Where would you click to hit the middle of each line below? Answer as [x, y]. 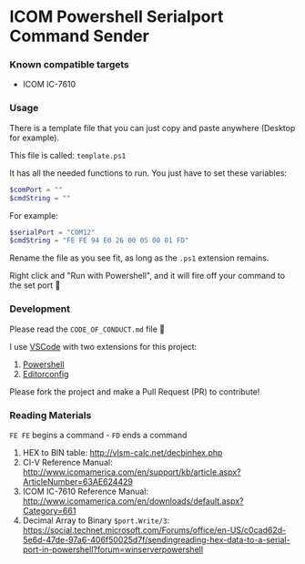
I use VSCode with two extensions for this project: [103, 346]
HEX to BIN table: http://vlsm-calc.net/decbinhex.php [122, 452]
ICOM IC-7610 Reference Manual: [85, 491]
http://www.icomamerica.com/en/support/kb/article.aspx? [132, 472]
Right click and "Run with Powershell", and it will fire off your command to [147, 276]
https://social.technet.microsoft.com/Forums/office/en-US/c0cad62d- [154, 529]
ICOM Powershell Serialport [117, 17]
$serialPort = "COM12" [52, 232]
